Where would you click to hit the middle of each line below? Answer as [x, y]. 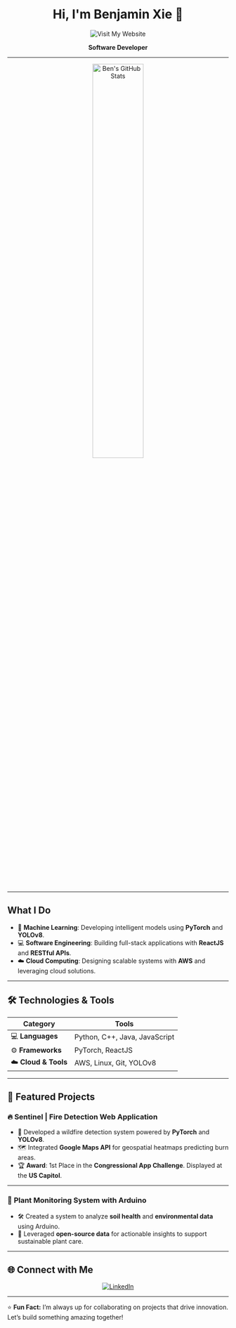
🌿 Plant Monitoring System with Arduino [77, 1200]
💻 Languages [34, 1036]
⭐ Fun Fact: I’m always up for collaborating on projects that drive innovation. [118, 1307]
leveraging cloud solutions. [57, 971]
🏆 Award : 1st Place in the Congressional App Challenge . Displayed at [120, 1166]
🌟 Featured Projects [51, 1097]
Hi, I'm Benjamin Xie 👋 [118, 14]
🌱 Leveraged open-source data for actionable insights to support [112, 1234]
